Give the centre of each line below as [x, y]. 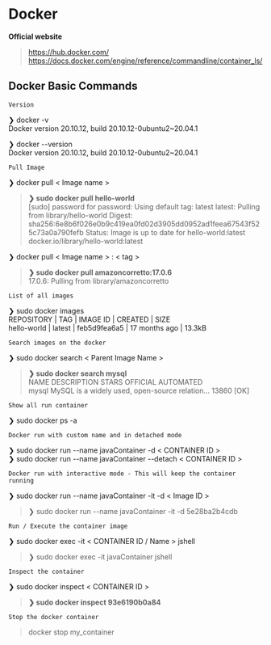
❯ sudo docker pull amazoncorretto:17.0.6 [100, 272]
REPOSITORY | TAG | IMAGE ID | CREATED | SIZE [90, 319]
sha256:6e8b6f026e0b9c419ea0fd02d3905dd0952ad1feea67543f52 [144, 224]
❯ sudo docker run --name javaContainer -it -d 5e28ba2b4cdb [133, 511]
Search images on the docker [57, 343]
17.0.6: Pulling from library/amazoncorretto [98, 280]
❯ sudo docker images [46, 310]
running [21, 481]
